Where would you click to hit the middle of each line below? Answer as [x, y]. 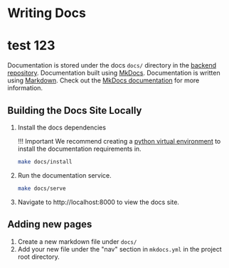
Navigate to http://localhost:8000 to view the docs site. [98, 202]
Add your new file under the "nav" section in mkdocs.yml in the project [119, 249]
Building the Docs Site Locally [75, 111]
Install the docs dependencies [62, 127]
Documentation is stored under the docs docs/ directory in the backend [112, 65]
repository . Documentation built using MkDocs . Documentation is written [114, 73]
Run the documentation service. [64, 175]
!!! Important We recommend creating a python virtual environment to [119, 141]
